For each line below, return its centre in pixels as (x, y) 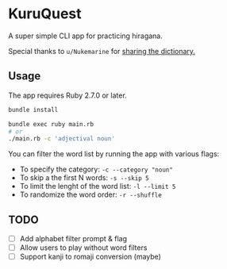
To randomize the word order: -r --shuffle (91, 194)
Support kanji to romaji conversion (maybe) (90, 257)
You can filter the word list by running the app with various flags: (114, 154)
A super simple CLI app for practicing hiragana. (85, 36)
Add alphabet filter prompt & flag (73, 239)
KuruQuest (45, 14)
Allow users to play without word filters (83, 248)
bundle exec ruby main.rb (51, 124)
